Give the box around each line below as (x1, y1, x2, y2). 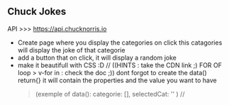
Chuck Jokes (7, 6, 67, 18)
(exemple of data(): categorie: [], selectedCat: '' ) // (35, 89, 185, 98)
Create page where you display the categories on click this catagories (17, 38, 223, 47)
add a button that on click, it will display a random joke (17, 53, 177, 62)
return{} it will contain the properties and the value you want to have (17, 76, 218, 84)
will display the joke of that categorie (17, 45, 125, 54)
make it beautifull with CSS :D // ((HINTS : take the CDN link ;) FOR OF (17, 60, 222, 70)
